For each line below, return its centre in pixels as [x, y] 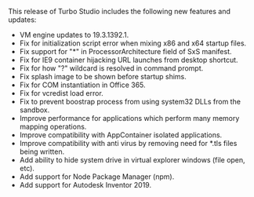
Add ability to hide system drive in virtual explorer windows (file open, [132, 160]
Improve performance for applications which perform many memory [129, 118]
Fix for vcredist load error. [61, 93]
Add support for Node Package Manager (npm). [97, 177]
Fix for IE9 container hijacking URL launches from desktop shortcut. [129, 60]
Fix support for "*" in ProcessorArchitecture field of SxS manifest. [126, 51]
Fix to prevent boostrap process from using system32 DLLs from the [130, 102]
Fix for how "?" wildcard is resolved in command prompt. [111, 68]
